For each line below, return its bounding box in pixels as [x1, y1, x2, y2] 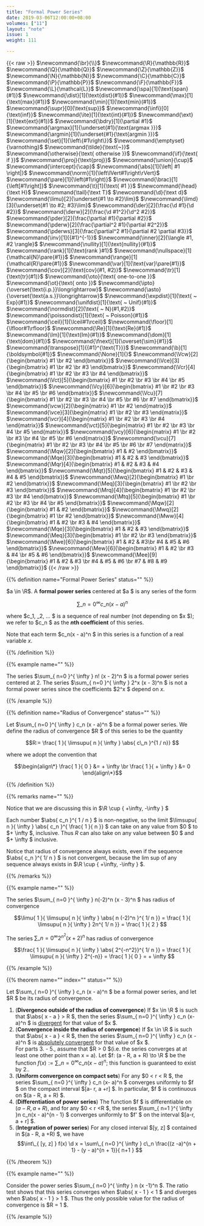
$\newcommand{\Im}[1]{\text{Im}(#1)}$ [6, 331, 105, 338]
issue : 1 [6, 32, 29, 38]
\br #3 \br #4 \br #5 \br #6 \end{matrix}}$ [6, 435, 111, 442]
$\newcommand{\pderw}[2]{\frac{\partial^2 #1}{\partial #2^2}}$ [6, 221, 168, 228]
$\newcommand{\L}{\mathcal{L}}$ [6, 85, 94, 92]
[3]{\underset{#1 [6, 202, 49, 209]
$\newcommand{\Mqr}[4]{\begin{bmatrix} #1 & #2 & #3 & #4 [6, 460, 160, 468]
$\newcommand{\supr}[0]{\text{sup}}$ [6, 105, 105, 111]
